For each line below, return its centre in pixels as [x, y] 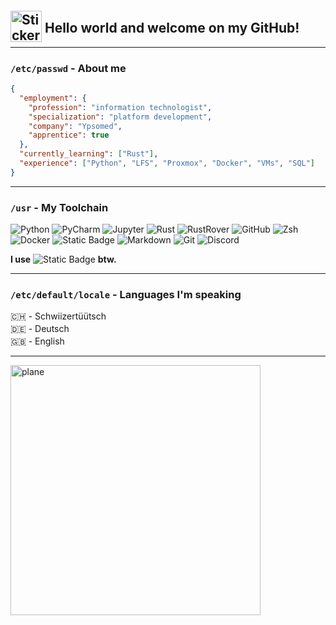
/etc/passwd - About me [68, 68]
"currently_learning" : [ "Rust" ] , [89, 154]
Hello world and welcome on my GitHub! [172, 28]
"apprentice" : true [69, 135]
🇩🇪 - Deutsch [40, 329]
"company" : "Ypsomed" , [75, 126]
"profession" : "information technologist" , [120, 107]
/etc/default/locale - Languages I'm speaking [126, 295]
